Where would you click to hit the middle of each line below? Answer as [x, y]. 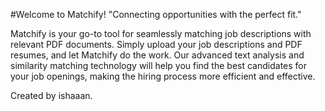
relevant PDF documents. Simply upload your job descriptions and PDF [156, 44]
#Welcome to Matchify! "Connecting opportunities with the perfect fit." [156, 14]
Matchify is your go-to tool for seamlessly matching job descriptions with [161, 33]
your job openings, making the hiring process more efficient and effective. [163, 76]
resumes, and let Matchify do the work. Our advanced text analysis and [157, 55]
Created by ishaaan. [51, 95]
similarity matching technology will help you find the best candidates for [158, 65]
